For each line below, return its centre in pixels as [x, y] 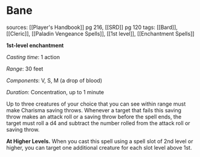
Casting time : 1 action [33, 57]
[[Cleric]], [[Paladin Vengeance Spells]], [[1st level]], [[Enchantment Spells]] [100, 33]
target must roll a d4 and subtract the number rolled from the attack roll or [98, 123]
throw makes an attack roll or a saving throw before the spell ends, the [94, 117]
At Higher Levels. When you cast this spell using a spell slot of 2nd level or [100, 141]
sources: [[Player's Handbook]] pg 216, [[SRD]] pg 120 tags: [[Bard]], [92, 27]
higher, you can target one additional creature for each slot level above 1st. [99, 147]
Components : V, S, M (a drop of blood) [54, 80]
